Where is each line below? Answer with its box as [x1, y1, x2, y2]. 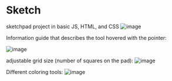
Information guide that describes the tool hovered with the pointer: [6, 34, 167, 41]
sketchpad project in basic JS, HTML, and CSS [6, 23, 119, 30]
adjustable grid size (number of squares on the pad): [6, 57, 134, 64]
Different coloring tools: [6, 68, 63, 75]
